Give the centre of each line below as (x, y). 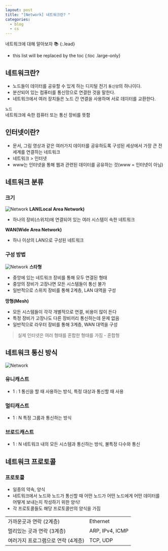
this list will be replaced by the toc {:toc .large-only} (67, 56)
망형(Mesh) (17, 301)
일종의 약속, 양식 (29, 490)
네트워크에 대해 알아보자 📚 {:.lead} (40, 44)
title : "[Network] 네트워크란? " (38, 15)
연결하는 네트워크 (43, 152)
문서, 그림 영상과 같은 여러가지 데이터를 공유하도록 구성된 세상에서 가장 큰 (85, 146)
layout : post (19, 10)
